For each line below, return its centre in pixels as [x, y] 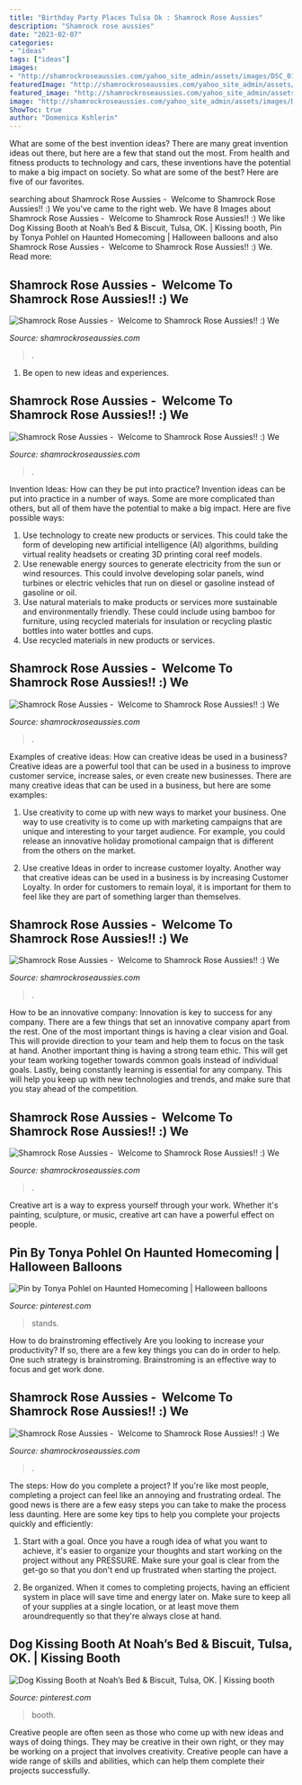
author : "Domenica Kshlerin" [64, 118]
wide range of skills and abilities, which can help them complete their [137, 1761]
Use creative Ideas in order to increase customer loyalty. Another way [151, 868]
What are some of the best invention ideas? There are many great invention [149, 144]
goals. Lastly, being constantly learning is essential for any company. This [146, 1070]
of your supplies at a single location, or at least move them [131, 1606]
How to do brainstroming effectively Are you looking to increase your [137, 1340]
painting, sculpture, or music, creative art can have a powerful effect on [142, 1215]
